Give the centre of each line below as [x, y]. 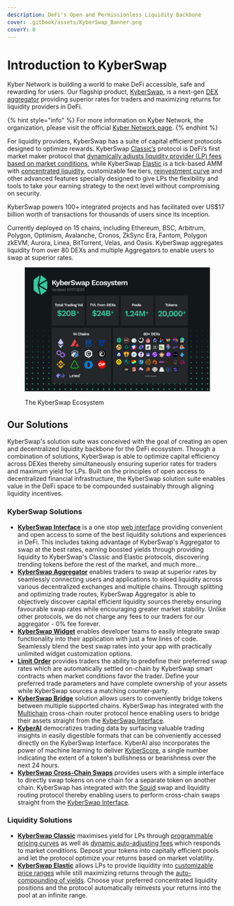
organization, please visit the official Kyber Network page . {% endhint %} [113, 128]
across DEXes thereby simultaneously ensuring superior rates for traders [112, 464]
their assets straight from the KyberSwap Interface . [91, 720]
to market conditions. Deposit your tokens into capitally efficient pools [118, 850]
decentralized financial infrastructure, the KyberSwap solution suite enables [116, 479]
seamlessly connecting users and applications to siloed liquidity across [119, 579]
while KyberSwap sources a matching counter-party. [93, 690]
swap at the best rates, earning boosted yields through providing [110, 549]
